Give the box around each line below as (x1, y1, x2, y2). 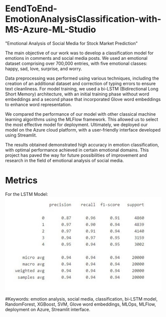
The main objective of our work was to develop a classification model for (5, 50, 154, 56)
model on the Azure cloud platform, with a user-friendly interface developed (5, 127, 161, 133)
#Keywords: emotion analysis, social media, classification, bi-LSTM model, (5, 296, 158, 302)
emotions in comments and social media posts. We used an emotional (5, 55, 148, 61)
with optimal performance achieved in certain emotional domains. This (5, 147, 149, 153)
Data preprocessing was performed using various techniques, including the (5, 75, 160, 81)
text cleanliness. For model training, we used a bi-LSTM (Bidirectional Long (5, 86, 159, 91)
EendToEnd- (5, 3, 57, 14)
